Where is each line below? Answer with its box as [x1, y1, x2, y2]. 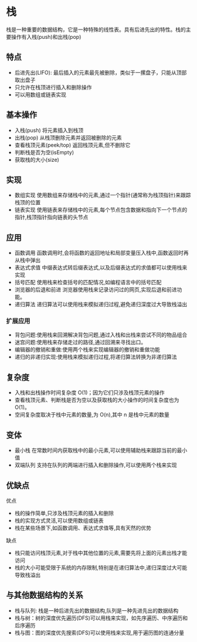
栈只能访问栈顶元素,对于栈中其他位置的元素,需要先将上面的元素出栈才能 [14, 549, 188, 556]
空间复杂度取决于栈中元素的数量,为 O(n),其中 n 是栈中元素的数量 [14, 411, 170, 418]
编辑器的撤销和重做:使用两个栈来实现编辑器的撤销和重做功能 [14, 346, 160, 353]
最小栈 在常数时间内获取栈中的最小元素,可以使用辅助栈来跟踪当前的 [14, 447, 177, 454]
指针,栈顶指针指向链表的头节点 [14, 214, 89, 221]
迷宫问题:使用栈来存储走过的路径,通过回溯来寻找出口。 [14, 339, 147, 346]
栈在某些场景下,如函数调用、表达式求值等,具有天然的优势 [14, 524, 151, 531]
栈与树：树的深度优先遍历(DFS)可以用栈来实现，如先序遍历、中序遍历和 [14, 614, 188, 621]
